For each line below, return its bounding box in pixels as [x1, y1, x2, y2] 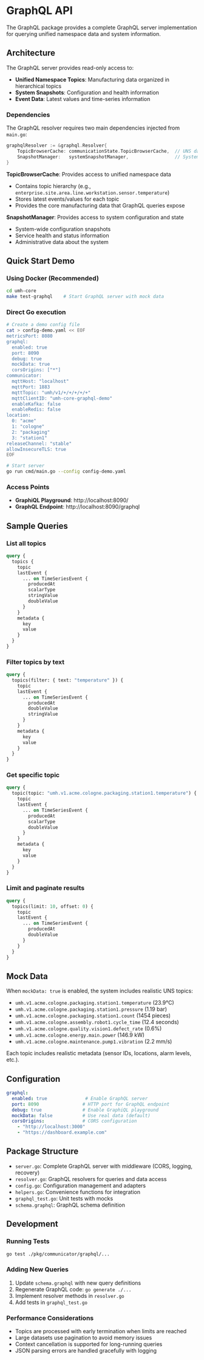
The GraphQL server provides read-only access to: [6, 64, 134, 71]
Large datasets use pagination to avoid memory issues [15, 1334, 152, 1341]
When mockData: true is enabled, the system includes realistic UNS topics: [6, 987, 193, 995]
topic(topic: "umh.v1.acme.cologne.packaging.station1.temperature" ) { [12, 790, 197, 797]
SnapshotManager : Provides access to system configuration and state [6, 214, 184, 221]
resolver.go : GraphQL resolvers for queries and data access [15, 1175, 167, 1182]
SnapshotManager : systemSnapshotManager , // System [17, 153, 200, 160]
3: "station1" [12, 434, 47, 441]
